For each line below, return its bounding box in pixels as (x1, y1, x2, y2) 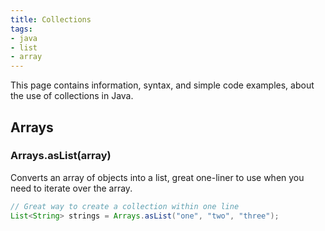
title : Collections (10, 14, 92, 25)
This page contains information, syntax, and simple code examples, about (10, 79, 315, 91)
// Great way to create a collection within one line (10, 201, 240, 211)
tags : (10, 24, 33, 34)
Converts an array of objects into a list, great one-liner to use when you (10, 171, 305, 183)
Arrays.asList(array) (10, 149, 112, 163)
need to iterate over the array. (10, 182, 133, 194)
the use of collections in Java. (10, 90, 134, 102)
